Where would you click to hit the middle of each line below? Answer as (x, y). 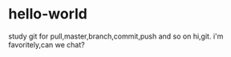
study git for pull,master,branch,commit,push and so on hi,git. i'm (116, 36)
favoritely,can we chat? (47, 44)
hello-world (48, 14)
